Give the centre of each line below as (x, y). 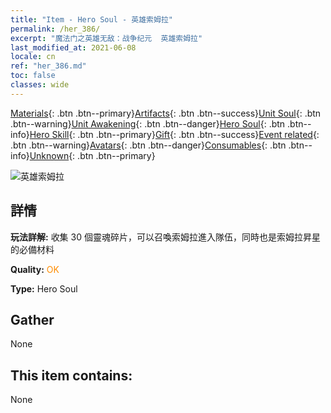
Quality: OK (35, 269)
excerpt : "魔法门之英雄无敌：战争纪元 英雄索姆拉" (106, 38)
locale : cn (33, 57)
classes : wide (40, 85)
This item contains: (71, 375)
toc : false (33, 76)
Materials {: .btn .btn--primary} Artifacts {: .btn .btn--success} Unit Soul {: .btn (166, 113)
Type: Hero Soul (44, 288)
